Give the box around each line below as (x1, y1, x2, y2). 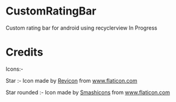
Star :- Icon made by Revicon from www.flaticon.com (5, 77, 137, 84)
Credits (5, 45, 43, 59)
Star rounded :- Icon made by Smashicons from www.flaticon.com (5, 89, 170, 96)
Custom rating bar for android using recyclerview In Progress (5, 24, 157, 31)
